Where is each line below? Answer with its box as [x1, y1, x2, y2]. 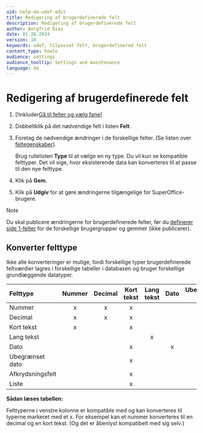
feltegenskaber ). [14, 141, 57, 148]
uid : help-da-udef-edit [6, 8, 66, 15]
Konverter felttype [6, 242, 77, 252]
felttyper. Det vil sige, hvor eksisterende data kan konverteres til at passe [14, 159, 197, 166]
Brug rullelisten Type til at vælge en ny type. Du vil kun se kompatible [14, 152, 188, 160]
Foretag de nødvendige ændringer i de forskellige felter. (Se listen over [14, 134, 192, 142]
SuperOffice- [152, 188, 185, 196]
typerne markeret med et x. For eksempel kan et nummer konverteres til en [6, 413, 193, 420]
